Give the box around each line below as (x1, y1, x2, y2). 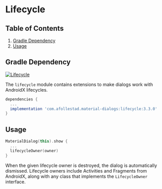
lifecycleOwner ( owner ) (10, 148, 59, 153)
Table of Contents (5, 24, 64, 33)
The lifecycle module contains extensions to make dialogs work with (5, 81, 153, 88)
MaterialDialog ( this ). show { (5, 139, 68, 144)
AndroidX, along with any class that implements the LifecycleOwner (5, 173, 148, 179)
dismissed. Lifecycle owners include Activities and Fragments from (5, 167, 148, 174)
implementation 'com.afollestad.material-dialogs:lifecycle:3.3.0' (10, 106, 158, 111)
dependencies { (5, 96, 38, 102)
